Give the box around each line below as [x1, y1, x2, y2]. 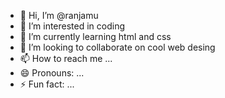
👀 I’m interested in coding [19, 20, 126, 32]
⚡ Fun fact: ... [19, 78, 75, 90]
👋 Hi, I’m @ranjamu [19, 10, 99, 21]
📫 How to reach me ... [19, 53, 113, 64]
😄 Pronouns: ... [19, 67, 85, 79]
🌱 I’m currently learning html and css [19, 31, 172, 42]
